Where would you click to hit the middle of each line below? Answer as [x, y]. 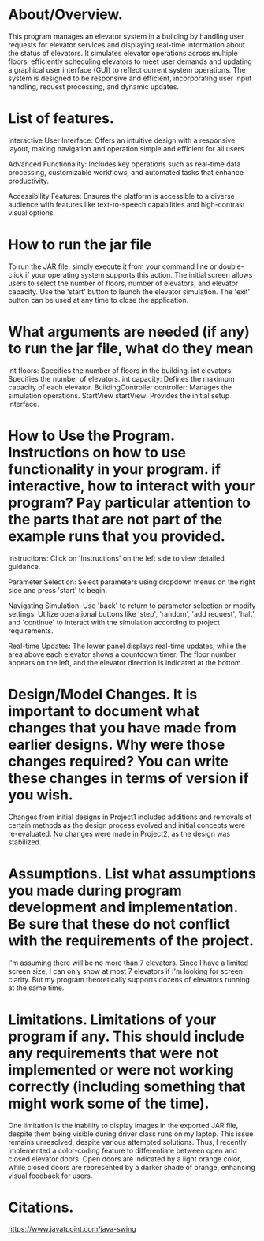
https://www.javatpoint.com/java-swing [72, 1229]
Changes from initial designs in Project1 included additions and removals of [130, 817]
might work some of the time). [109, 1103]
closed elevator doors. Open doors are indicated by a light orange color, [125, 1159]
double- [231, 266]
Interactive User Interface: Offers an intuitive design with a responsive [122, 140]
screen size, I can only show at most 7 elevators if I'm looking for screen [125, 971]
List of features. [61, 119]
